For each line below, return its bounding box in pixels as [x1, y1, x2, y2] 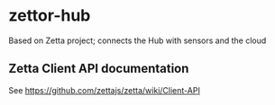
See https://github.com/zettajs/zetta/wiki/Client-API [8, 84, 200, 95]
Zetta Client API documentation [8, 61, 189, 76]
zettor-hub [8, 5, 91, 26]
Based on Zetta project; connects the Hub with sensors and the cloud [8, 35, 267, 46]
